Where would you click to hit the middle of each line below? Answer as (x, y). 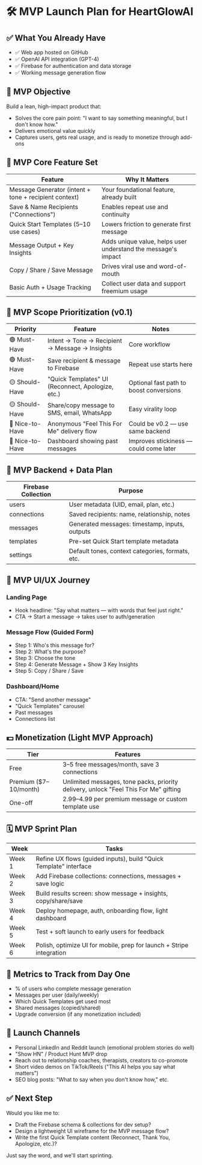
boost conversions (155, 390)
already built (119, 197)
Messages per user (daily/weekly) (57, 995)
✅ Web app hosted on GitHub (51, 52)
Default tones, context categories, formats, (129, 551)
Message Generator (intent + (50, 189)
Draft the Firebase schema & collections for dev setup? (83, 1124)
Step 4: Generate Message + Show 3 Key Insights (76, 664)
